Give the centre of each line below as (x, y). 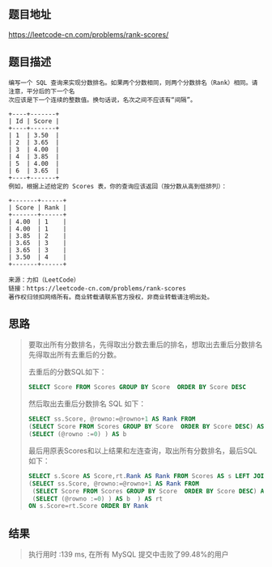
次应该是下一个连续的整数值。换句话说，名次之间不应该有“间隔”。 (102, 99)
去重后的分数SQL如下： (67, 372)
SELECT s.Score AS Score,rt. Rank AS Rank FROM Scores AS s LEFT (139, 476)
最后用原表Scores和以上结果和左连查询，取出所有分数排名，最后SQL (142, 451)
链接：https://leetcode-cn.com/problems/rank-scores (97, 288)
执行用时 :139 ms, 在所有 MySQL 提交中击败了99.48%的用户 (128, 554)
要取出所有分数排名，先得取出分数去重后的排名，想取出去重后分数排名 (145, 345)
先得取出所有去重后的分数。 (74, 355)
